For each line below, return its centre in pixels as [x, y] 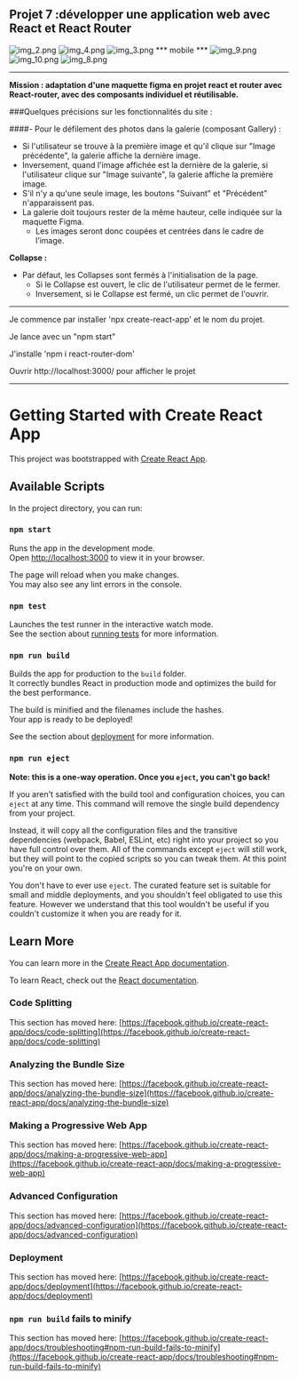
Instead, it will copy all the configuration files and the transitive [123, 830]
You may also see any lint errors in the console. [95, 584]
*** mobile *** [182, 50]
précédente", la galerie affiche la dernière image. [111, 156]
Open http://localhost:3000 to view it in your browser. [107, 557]
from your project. [42, 813]
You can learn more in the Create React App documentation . [119, 962]
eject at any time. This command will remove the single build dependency [145, 803]
